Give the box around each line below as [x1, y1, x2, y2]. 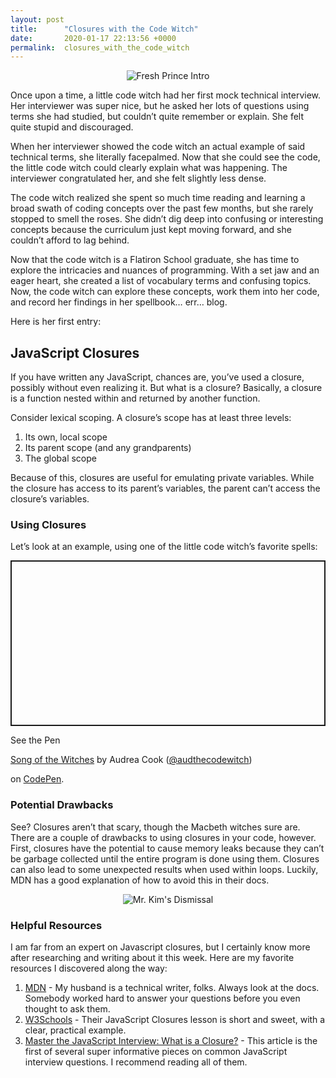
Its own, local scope [24, 431, 108, 443]
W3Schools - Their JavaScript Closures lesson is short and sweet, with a [24, 1013, 326, 1025]
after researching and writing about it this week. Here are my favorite [10, 951, 295, 963]
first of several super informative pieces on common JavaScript [24, 1045, 288, 1057]
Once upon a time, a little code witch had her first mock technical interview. [10, 89, 322, 101]
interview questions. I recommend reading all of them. [24, 1056, 248, 1068]
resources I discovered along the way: [10, 962, 168, 974]
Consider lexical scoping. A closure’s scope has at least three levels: [10, 412, 292, 424]
